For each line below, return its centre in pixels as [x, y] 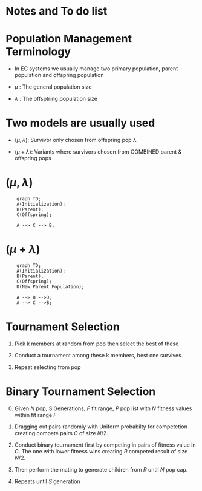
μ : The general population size [53, 87]
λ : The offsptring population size [56, 99]
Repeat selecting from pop [47, 367]
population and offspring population [59, 75]
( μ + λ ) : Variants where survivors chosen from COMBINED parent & [98, 152]
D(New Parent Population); [50, 286]
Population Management [69, 39]
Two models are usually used [80, 123]
